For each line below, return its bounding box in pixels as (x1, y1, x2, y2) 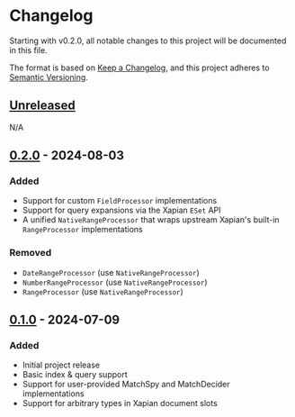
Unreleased (9, 98, 76, 113)
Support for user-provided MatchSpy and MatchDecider (22, 379, 231, 390)
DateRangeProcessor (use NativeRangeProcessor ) (22, 267, 200, 277)
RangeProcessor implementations (22, 224, 143, 235)
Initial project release (22, 359, 101, 370)
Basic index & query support (22, 369, 128, 380)
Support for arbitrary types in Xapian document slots (22, 398, 218, 409)
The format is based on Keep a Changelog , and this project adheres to (9, 62, 270, 73)
